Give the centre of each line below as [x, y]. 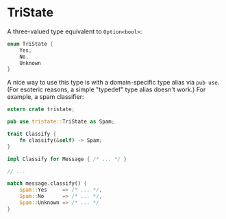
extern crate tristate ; [41, 109]
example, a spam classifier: [46, 97]
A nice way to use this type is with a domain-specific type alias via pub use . [113, 83]
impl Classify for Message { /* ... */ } [67, 159]
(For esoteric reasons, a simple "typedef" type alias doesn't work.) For [106, 89]
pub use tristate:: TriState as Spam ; [61, 122]
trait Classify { [32, 134]
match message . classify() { [47, 184]
